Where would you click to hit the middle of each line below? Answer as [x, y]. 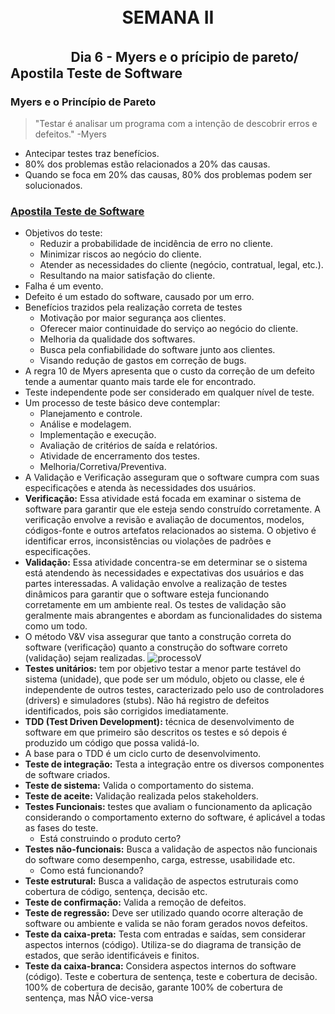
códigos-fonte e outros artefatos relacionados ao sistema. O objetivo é [170, 531]
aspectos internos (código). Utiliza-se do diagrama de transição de [163, 945]
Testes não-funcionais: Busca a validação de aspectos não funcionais [171, 849]
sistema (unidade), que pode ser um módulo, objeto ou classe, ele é [164, 679]
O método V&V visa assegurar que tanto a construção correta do [158, 637]
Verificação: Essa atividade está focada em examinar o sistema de [163, 499]
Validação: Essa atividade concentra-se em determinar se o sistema [166, 562]
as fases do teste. [61, 828]
